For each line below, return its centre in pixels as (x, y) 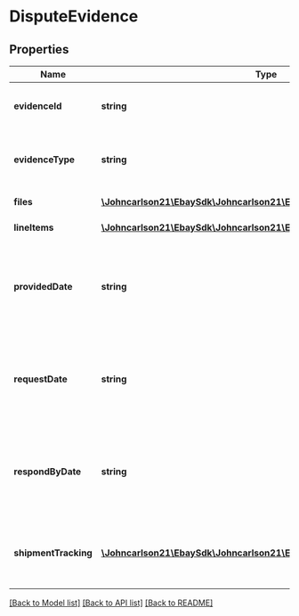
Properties (39, 49)
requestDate (41, 379)
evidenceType (44, 160)
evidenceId (38, 106)
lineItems (34, 227)
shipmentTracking (53, 553)
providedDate (43, 287)
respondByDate (48, 472)
